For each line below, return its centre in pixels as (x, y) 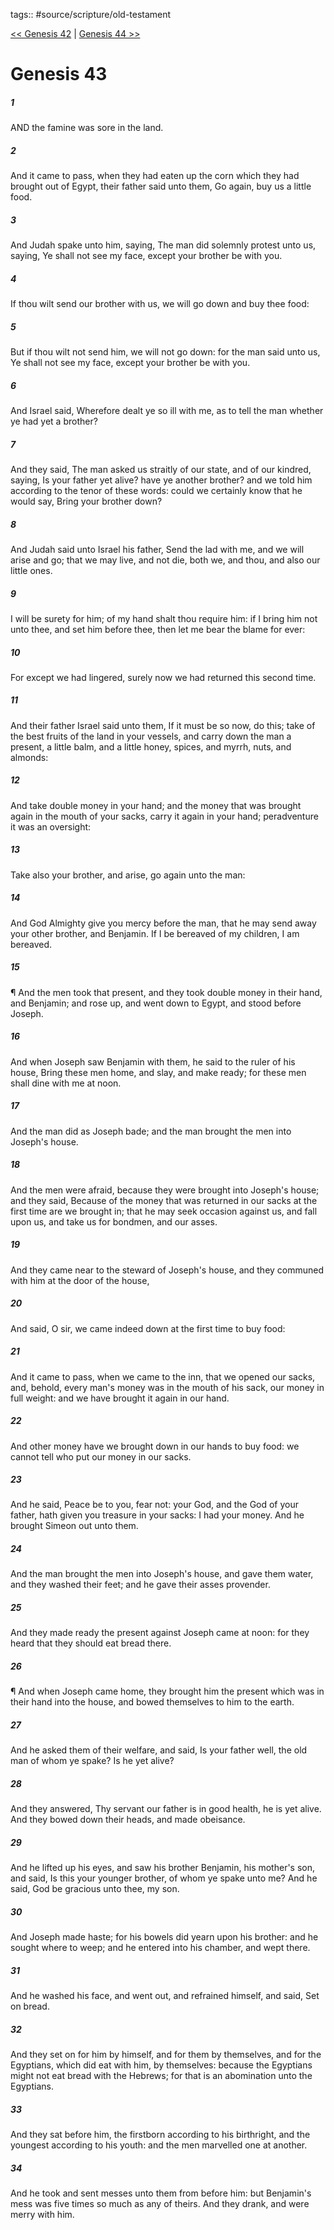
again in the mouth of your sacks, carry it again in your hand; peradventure (164, 816)
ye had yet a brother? (54, 421)
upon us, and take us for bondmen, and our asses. (114, 1221)
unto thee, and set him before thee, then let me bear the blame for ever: (158, 629)
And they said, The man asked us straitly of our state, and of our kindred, (161, 469)
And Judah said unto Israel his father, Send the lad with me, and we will (157, 549)
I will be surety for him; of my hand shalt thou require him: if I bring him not (164, 618)
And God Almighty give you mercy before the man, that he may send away (163, 923)
